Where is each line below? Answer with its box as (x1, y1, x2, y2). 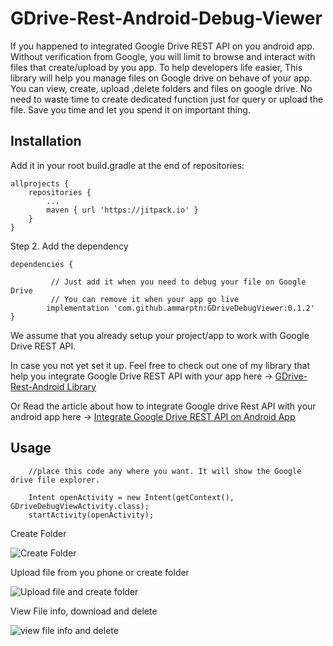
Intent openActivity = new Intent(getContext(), (28, 492, 235, 502)
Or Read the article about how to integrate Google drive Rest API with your (10, 400, 317, 412)
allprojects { (10, 178, 70, 189)
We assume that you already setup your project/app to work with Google (10, 329, 310, 341)
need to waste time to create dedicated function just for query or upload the (10, 93, 324, 105)
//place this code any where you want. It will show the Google (28, 466, 302, 476)
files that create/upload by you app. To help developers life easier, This (10, 61, 303, 73)
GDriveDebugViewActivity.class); (10, 501, 150, 511)
